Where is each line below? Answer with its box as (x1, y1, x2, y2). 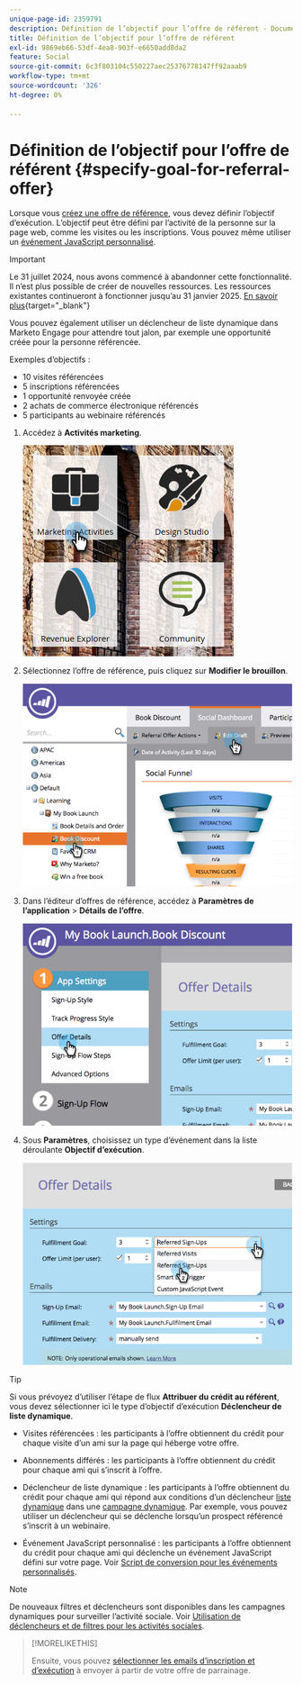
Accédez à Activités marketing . (22, 428, 142, 439)
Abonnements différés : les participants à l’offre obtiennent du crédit (22, 1455, 276, 1466)
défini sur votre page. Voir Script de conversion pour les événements (22, 1557, 278, 1568)
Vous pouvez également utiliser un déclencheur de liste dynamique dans (9, 318, 279, 329)
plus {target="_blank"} (9, 300, 91, 311)
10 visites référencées (22, 372, 104, 383)
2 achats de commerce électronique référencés (22, 401, 200, 412)
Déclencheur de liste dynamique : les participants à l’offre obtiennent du (22, 1482, 290, 1493)
